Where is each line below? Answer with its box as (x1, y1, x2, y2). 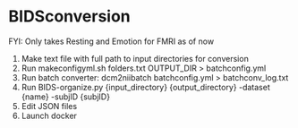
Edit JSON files (21, 100, 78, 111)
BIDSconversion (8, 6, 131, 27)
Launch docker (21, 110, 78, 121)
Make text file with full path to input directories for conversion (21, 53, 250, 64)
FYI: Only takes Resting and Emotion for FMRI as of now (8, 36, 215, 47)
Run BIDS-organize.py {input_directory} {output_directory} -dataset (21, 81, 270, 92)
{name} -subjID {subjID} (21, 91, 111, 102)
